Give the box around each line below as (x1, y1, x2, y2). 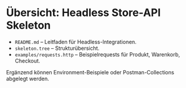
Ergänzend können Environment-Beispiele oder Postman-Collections (6, 68, 174, 76)
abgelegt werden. (6, 75, 49, 82)
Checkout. (14, 57, 40, 64)
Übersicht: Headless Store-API (6, 6, 161, 20)
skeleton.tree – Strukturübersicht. (14, 45, 100, 52)
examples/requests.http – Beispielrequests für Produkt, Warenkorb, (14, 51, 180, 58)
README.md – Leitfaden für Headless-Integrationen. (14, 38, 137, 45)
